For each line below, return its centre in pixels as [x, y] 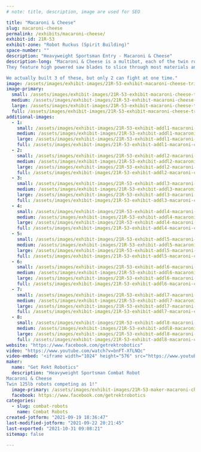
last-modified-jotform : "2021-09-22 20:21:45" [65, 423]
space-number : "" [28, 51]
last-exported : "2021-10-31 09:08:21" [54, 429]
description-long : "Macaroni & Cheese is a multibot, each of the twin [97, 61]
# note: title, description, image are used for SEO [73, 12]
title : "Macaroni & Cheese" [41, 22]
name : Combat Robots [42, 412]
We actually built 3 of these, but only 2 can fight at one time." [92, 78]
